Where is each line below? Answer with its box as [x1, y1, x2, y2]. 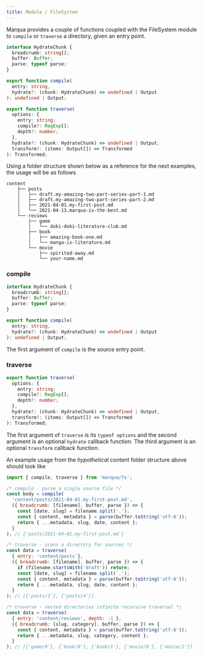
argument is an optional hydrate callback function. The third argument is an [6, 438, 196, 445]
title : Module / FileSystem [6, 9, 78, 15]
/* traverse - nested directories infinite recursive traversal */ [6, 604, 182, 610]
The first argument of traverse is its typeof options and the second [6, 431, 177, 438]
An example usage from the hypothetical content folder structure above [6, 456, 187, 463]
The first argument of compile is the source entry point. [6, 345, 146, 353]
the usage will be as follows [6, 169, 76, 176]
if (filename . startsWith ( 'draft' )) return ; [17, 564, 130, 570]
